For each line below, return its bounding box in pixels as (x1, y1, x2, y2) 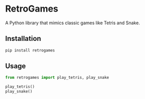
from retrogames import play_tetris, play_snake (5, 75, 109, 80)
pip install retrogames (5, 47, 55, 53)
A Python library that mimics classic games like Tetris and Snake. (5, 20, 140, 26)
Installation (5, 34, 41, 43)
